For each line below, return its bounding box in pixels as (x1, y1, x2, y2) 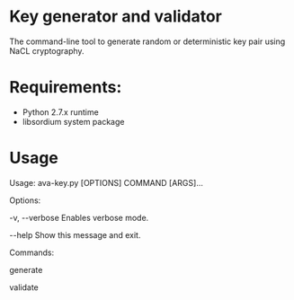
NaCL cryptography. (9, 45, 85, 56)
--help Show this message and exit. (9, 229, 141, 240)
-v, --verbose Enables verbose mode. (9, 212, 149, 223)
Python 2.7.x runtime (22, 106, 99, 118)
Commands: (9, 247, 55, 258)
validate (9, 281, 39, 293)
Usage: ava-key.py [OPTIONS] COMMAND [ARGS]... (9, 177, 204, 188)
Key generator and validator (9, 6, 223, 27)
